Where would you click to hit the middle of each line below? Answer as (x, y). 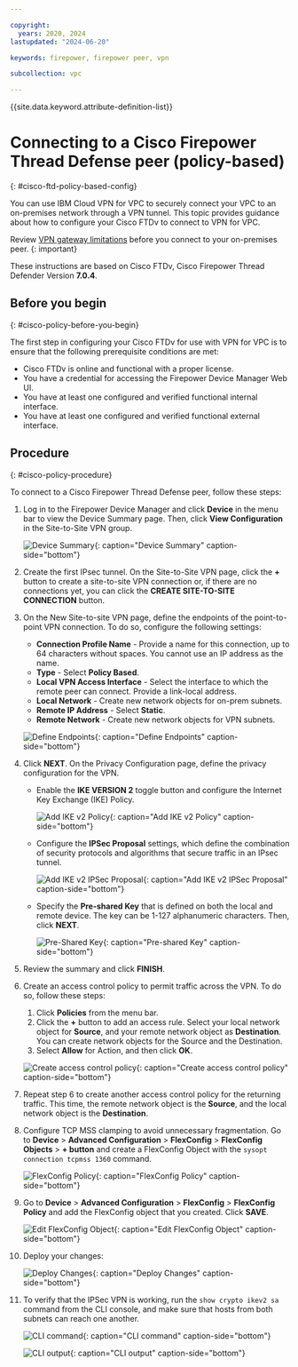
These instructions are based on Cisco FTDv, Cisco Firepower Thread (137, 266)
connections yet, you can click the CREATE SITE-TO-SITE (129, 591)
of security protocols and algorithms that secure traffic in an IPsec (157, 853)
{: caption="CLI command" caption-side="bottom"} (177, 1335)
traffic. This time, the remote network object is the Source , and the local (155, 1103)
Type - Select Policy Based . (88, 672)
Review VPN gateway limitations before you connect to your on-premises (144, 240)
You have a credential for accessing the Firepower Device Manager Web (155, 378)
